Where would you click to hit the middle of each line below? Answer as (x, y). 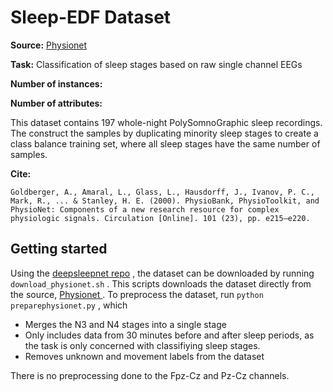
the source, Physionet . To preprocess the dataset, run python (137, 294)
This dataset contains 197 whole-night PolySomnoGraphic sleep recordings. (166, 122)
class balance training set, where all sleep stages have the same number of (165, 143)
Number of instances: (56, 83)
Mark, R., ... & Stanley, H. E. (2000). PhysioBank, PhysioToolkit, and (165, 201)
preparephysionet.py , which (69, 305)
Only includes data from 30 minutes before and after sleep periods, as (169, 335)
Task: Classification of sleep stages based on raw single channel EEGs (156, 64)
